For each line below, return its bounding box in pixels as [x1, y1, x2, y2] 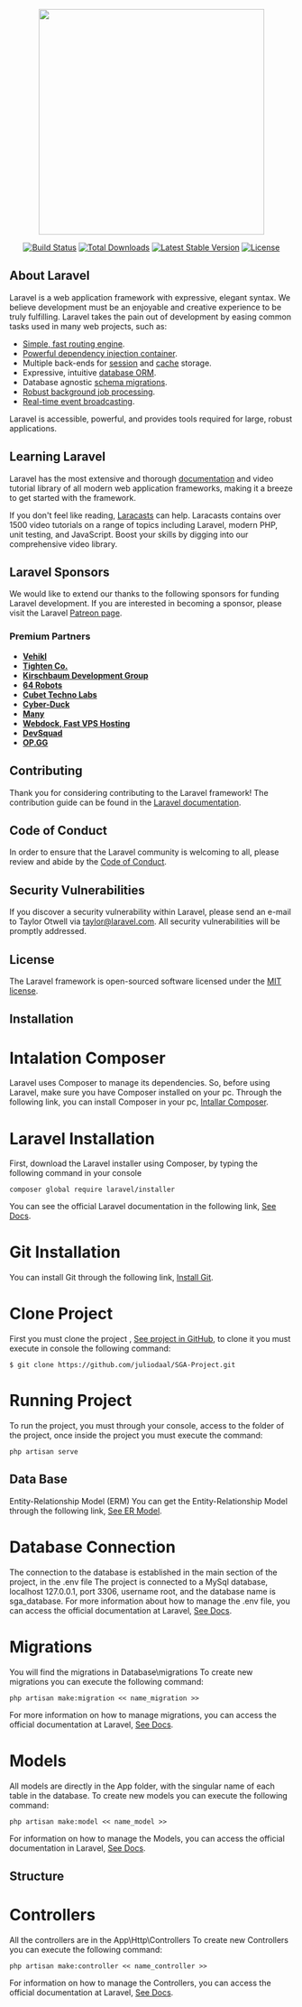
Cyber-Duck [22, 698, 70, 709]
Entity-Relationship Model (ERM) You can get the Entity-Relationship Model [9, 1495, 288, 1506]
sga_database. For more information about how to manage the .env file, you [9, 1595, 290, 1606]
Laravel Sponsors [9, 565, 110, 580]
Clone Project [9, 1304, 114, 1324]
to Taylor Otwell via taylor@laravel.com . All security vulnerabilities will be [9, 916, 281, 927]
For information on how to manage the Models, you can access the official [9, 1833, 286, 1844]
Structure [9, 1869, 65, 1884]
